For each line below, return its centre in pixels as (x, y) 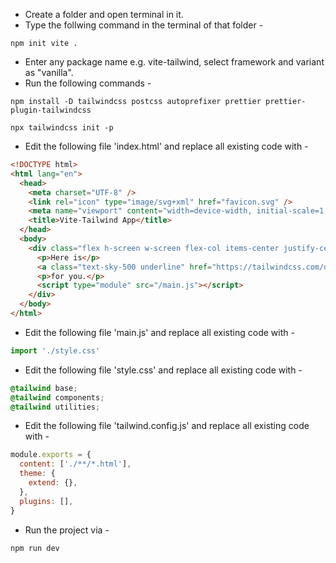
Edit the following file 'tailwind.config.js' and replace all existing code (167, 426)
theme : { (37, 474)
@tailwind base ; (44, 388)
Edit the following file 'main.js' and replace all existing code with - (159, 332)
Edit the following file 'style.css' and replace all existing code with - (163, 370)
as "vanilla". (49, 72)
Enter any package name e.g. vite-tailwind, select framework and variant (174, 62)
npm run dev (35, 548)
